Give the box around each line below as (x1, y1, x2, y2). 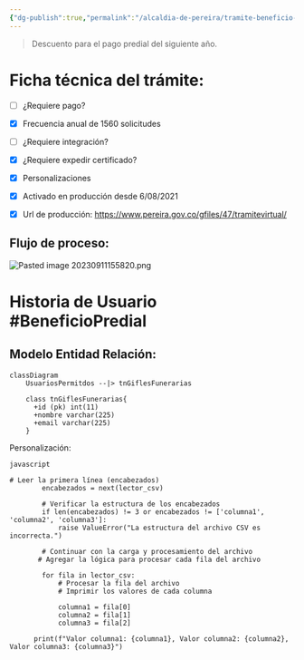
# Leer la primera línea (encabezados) (9, 475, 160, 485)
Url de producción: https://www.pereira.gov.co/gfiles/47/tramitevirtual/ (22, 209, 288, 219)
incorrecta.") (9, 531, 63, 540)
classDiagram (9, 371, 59, 380)
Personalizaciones (22, 172, 91, 183)
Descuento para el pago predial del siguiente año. (31, 38, 218, 49)
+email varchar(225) (33, 418, 111, 427)
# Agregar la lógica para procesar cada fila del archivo (37, 555, 261, 564)
